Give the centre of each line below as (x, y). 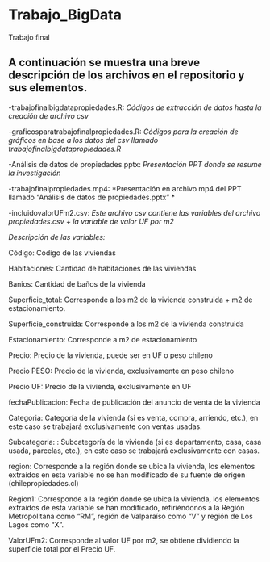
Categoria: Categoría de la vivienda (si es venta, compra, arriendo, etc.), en (133, 417)
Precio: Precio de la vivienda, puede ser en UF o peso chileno (111, 355)
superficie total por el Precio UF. (62, 549)
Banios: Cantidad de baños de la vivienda (77, 283)
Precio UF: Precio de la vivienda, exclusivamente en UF (100, 386)
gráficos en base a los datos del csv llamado (83, 140)
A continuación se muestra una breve (104, 63)
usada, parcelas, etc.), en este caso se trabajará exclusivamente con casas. (134, 451)
